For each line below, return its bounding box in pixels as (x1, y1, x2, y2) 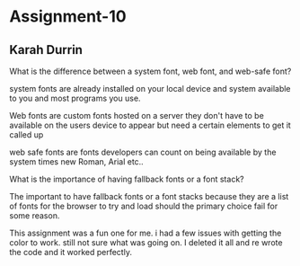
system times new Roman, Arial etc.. (9, 156, 144, 167)
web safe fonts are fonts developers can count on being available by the (9, 146, 277, 157)
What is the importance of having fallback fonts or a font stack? (9, 173, 244, 184)
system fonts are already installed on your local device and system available (9, 84, 291, 93)
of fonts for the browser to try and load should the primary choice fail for (9, 200, 278, 211)
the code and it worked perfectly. (9, 247, 133, 257)
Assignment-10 (9, 6, 128, 27)
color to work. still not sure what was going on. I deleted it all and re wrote (9, 237, 283, 248)
